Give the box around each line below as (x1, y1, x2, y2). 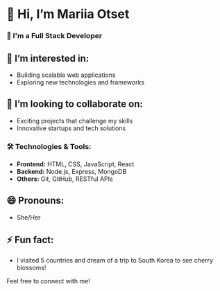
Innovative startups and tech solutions (16, 124, 126, 132)
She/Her (16, 213, 41, 221)
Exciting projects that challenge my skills (16, 116, 133, 125)
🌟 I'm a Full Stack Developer (6, 31, 102, 41)
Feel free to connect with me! (6, 276, 91, 285)
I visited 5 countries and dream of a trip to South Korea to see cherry (16, 256, 213, 264)
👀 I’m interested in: (6, 52, 90, 64)
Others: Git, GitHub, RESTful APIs (16, 175, 113, 183)
